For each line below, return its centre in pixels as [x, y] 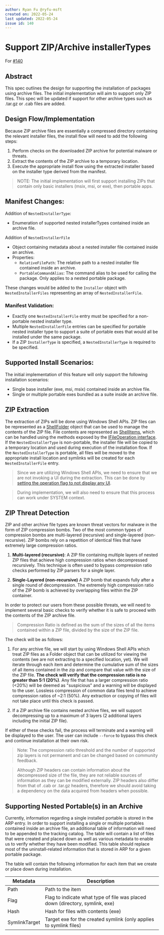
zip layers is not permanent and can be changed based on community [87, 756]
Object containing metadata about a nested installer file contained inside [85, 247]
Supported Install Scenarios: [50, 363]
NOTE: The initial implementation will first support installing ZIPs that [86, 181]
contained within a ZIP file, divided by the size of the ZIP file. [78, 630]
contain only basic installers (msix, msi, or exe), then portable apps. [85, 186]
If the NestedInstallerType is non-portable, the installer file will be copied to [81, 442]
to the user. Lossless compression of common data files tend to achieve [84, 690]
